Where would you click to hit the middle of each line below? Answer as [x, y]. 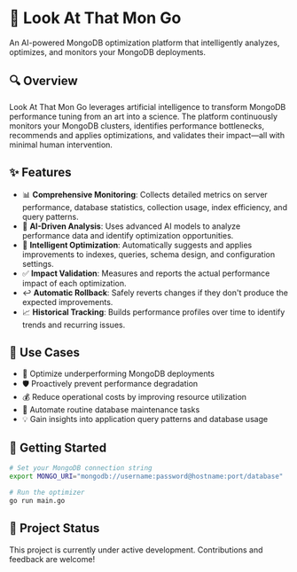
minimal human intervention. [61, 145]
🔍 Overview [43, 81]
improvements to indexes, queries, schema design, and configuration [148, 254]
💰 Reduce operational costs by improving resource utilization [134, 397]
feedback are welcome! [52, 559]
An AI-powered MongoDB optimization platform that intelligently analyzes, [145, 43]
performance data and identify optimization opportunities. [128, 235]
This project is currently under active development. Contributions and [136, 550]
